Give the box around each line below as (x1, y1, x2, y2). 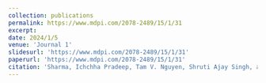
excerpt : (8, 26, 37, 34)
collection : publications (8, 11, 93, 20)
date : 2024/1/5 (8, 33, 59, 42)
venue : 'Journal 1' (8, 41, 73, 49)
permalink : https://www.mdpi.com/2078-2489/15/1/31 (8, 19, 182, 27)
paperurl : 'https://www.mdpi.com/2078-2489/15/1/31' (8, 56, 186, 64)
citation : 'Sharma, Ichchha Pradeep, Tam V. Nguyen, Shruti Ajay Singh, (8, 63, 253, 71)
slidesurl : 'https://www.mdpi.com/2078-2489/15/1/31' (8, 48, 190, 56)
